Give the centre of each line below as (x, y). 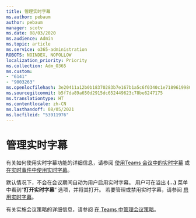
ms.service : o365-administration (47, 50)
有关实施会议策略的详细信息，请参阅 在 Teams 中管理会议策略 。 (83, 210)
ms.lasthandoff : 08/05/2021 (40, 109)
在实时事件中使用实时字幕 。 (39, 170)
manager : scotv (24, 28)
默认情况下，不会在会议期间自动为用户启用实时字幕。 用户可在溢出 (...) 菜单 (97, 182)
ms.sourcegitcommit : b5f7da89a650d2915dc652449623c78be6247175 (85, 93)
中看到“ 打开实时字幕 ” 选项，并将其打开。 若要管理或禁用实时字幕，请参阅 (94, 190)
